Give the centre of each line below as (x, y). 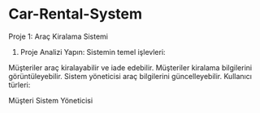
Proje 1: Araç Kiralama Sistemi (58, 36)
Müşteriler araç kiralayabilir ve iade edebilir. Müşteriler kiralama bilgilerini (130, 67)
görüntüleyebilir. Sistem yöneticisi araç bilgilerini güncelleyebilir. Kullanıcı (130, 76)
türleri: (19, 85)
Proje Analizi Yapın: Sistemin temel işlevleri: (93, 52)
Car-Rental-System (76, 14)
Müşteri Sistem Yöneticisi (51, 100)
